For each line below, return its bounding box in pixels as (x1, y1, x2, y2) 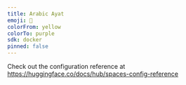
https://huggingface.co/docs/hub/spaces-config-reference (7, 70, 179, 78)
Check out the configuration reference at (7, 63, 126, 70)
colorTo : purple (7, 30, 55, 37)
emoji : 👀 (7, 17, 33, 24)
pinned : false (7, 43, 49, 50)
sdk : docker (7, 37, 42, 44)
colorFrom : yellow (7, 23, 61, 30)
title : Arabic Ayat (7, 10, 65, 18)
